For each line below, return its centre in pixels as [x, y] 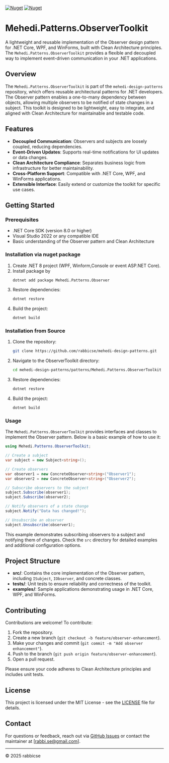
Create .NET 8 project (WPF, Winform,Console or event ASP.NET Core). [87, 266]
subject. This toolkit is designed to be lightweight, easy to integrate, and [80, 108]
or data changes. [30, 157]
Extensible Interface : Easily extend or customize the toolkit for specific [86, 184]
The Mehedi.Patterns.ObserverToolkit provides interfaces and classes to [81, 432]
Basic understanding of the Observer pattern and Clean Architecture [83, 241]
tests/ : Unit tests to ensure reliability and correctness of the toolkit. [82, 584]
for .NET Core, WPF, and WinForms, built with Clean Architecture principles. [84, 47]
